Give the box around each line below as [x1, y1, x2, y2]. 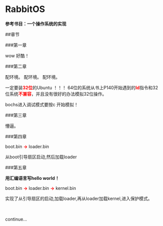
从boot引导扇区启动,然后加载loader [5, 154, 77, 160]
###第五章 [5, 164, 27, 170]
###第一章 [5, 42, 27, 48]
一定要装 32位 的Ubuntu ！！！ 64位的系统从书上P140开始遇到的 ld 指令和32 [5, 84, 159, 91]
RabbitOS [5, 4, 45, 15]
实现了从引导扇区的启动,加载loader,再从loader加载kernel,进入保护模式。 [5, 195, 153, 201]
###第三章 [5, 112, 27, 118]
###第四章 [5, 133, 27, 139]
